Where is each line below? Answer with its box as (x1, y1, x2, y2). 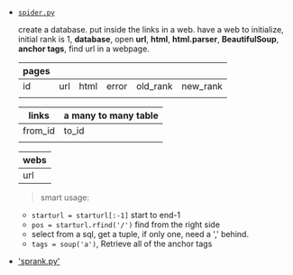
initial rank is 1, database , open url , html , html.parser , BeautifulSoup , (17, 34, 279, 44)
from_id (22, 124, 56, 137)
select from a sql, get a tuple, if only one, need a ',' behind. (31, 229, 250, 239)
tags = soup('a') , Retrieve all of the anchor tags (31, 238, 213, 249)
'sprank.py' (17, 256, 60, 266)
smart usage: (40, 192, 90, 203)
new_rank (181, 80, 224, 92)
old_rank (136, 80, 173, 92)
